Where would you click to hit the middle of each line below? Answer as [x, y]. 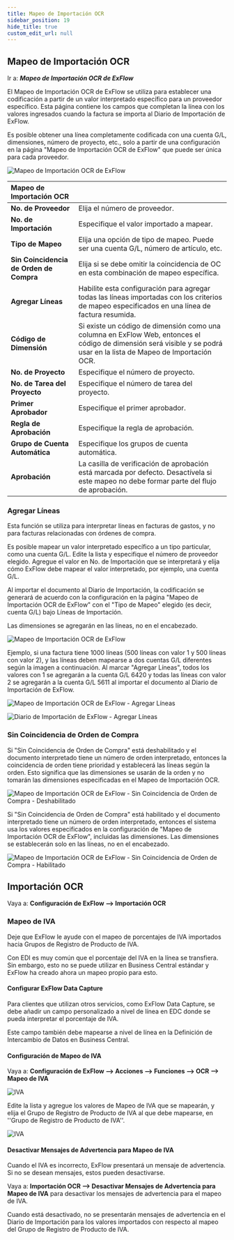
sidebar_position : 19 [39, 20]
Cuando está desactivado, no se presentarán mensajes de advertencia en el [116, 1215]
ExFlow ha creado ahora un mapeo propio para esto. [83, 972]
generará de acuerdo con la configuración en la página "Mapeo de [103, 598]
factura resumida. [107, 315]
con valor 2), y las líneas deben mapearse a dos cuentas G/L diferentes [110, 660]
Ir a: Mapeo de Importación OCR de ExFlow [70, 78]
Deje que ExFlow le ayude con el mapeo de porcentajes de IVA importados [114, 937]
